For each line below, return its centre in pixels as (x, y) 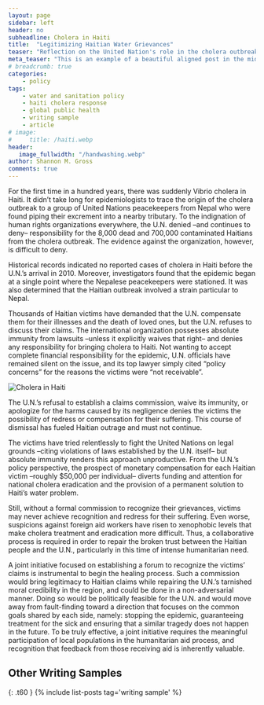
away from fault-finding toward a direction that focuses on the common (124, 607)
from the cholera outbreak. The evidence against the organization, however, (131, 241)
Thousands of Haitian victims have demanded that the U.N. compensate (125, 314)
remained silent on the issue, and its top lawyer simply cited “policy (117, 364)
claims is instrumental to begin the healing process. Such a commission (124, 573)
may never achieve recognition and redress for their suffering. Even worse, (129, 516)
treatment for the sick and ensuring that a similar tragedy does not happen (128, 623)
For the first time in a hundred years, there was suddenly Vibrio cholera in (127, 191)
